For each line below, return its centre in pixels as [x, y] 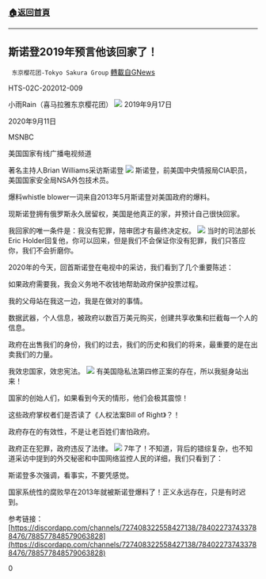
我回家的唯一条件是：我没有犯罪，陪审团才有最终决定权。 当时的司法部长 [132, 230]
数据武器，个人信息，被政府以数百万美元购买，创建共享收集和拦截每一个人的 [133, 318]
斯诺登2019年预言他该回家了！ [83, 52]
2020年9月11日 [32, 121]
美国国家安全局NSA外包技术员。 [61, 181]
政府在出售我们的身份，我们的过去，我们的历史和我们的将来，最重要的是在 [129, 345]
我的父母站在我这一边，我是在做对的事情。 [78, 301]
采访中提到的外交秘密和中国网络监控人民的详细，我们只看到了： [119, 459]
